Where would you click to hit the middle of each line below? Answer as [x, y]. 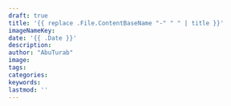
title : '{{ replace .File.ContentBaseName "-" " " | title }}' [116, 23]
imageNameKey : [32, 30]
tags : [17, 68]
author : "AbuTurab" [41, 53]
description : [30, 45]
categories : [28, 75]
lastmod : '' [28, 90]
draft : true [28, 16]
